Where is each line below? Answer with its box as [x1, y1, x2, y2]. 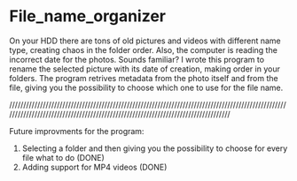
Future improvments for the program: [9, 125, 145, 136]
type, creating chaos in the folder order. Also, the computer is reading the [9, 44, 277, 55]
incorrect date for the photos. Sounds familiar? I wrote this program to [9, 54, 264, 64]
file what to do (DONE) [21, 152, 105, 162]
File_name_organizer [9, 6, 167, 26]
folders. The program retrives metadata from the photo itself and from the [9, 72, 278, 83]
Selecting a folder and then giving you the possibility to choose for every [21, 143, 288, 154]
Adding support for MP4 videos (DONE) [21, 162, 168, 172]
